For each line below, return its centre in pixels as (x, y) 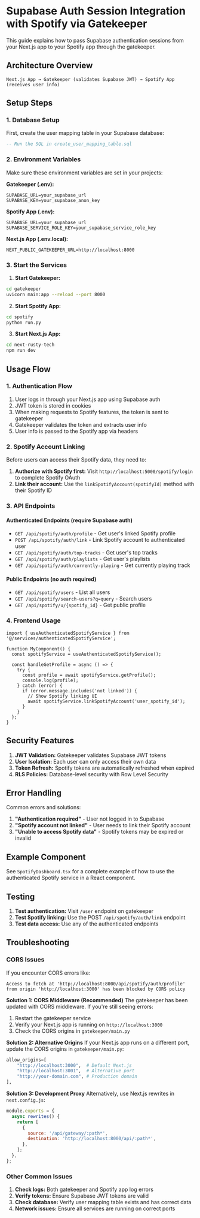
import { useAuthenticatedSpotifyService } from (68, 633)
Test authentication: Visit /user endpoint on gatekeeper (84, 911)
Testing (21, 896)
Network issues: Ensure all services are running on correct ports (95, 1208)
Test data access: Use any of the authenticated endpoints (87, 924)
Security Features (40, 741)
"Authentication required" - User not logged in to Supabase (90, 819)
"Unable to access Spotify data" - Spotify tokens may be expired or (99, 832)
